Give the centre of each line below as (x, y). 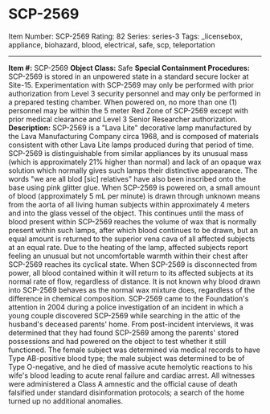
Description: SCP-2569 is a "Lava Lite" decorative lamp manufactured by (130, 127)
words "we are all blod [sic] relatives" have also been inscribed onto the (127, 178)
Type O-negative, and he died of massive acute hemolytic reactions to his (131, 367)
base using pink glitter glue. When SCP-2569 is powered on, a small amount (134, 187)
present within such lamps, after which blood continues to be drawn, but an (133, 230)
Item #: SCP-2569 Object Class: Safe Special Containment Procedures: (129, 68)
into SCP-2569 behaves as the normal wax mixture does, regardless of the (132, 289)
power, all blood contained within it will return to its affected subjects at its (131, 273)
